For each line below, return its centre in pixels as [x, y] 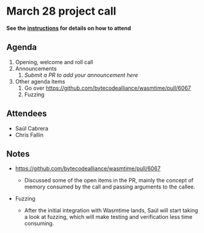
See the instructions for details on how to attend [69, 28]
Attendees [27, 114]
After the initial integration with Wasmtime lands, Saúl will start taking [111, 210]
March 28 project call [61, 11]
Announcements [36, 68]
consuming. [39, 223]
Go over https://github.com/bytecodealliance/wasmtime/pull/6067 [107, 88]
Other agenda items [40, 81]
